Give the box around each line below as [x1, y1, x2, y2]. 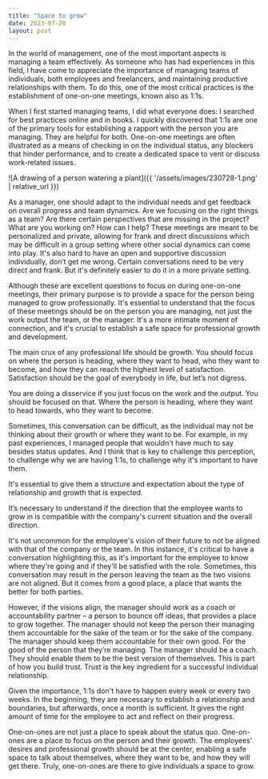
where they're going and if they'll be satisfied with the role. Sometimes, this [8, 562, 258, 571]
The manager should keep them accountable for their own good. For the [8, 636, 246, 646]
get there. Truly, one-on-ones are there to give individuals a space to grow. [8, 761, 256, 771]
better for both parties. [8, 587, 83, 597]
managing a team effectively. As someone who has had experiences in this [8, 57, 255, 67]
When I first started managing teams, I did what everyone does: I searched [8, 107, 254, 116]
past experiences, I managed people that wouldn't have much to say [8, 438, 234, 448]
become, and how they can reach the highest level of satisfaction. [8, 365, 226, 374]
